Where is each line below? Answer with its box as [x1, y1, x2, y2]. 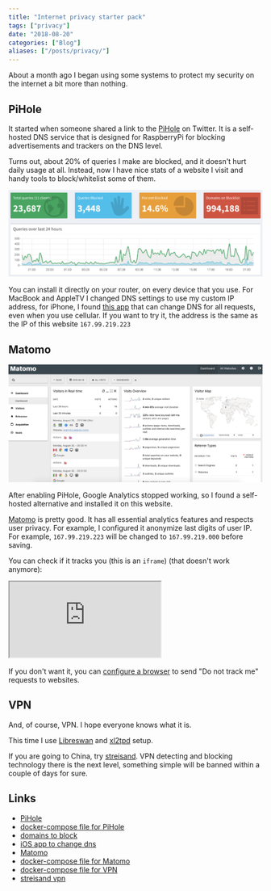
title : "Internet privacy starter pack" [8, 13, 147, 21]
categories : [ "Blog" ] [8, 39, 81, 47]
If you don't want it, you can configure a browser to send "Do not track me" [8, 666, 259, 676]
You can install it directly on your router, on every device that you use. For [8, 285, 254, 295]
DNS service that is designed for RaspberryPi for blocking [33, 132, 226, 141]
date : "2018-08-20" [8, 30, 74, 38]
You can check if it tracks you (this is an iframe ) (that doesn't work [8, 556, 230, 565]
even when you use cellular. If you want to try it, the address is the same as [8, 311, 258, 321]
